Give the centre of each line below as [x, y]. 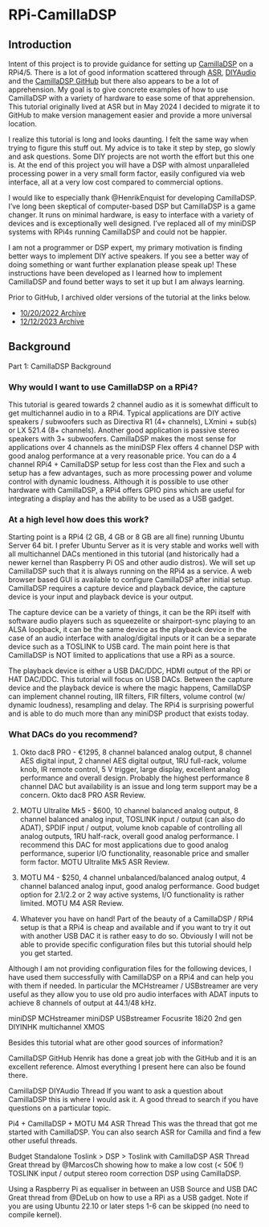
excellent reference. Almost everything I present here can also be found [127, 1066]
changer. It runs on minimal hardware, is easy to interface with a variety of [131, 215]
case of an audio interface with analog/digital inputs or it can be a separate [132, 638]
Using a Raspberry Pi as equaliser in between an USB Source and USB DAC [133, 1188]
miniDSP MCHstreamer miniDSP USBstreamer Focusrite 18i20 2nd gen [125, 1018]
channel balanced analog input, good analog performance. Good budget [140, 886]
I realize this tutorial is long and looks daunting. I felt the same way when [128, 139]
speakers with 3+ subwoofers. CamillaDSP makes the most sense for [122, 439]
